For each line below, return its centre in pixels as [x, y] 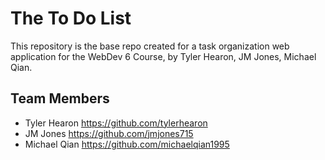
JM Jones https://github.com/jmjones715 [109, 133]
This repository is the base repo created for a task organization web [150, 46]
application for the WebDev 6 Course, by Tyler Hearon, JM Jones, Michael [163, 56]
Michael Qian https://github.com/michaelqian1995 [127, 144]
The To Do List [71, 18]
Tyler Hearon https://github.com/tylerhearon [116, 123]
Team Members [60, 98]
